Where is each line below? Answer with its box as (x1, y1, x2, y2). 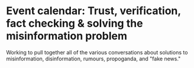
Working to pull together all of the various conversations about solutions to (6, 48, 188, 56)
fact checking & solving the (6, 17, 143, 30)
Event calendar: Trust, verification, (6, 4, 182, 18)
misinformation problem (6, 30, 128, 43)
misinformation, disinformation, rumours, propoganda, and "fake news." (6, 55, 181, 62)
